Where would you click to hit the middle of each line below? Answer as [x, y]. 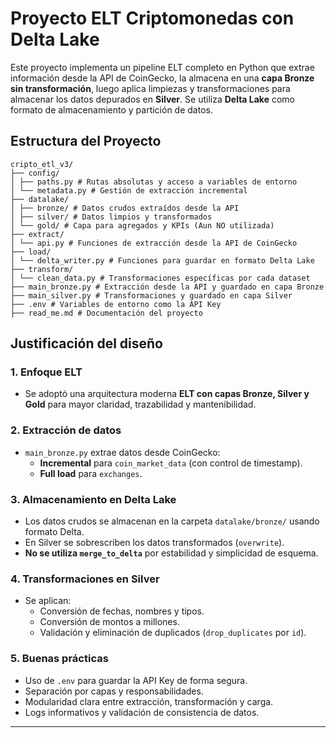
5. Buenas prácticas [59, 659]
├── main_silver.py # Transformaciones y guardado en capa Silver [151, 295]
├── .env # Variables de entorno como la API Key [116, 304]
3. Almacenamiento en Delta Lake [93, 499]
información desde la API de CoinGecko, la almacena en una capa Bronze [162, 78]
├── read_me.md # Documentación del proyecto [106, 313]
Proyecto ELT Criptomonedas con [152, 18]
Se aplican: [48, 601]
